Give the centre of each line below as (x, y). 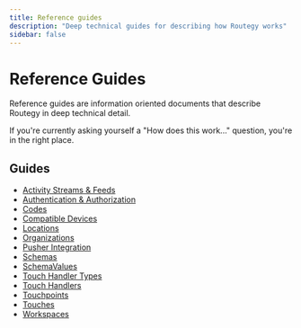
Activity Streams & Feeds (69, 191)
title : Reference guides (56, 18)
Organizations (48, 238)
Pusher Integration (57, 247)
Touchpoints (45, 295)
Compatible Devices (60, 219)
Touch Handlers (52, 286)
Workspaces (45, 315)
